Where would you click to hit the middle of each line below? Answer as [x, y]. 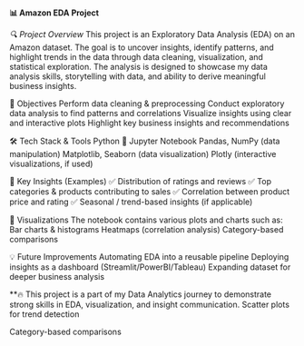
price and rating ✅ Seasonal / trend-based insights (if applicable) [131, 202]
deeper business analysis [57, 277]
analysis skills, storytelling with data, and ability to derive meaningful [137, 76]
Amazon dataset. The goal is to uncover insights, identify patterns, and [142, 47]
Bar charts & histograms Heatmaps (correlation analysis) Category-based [147, 229]
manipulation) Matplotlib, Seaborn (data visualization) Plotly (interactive [143, 154]
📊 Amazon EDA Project [54, 13]
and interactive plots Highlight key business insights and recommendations [150, 123]
